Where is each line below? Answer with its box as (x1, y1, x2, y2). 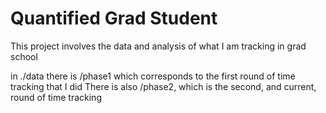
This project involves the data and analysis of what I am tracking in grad (10, 40, 307, 52)
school (10, 50, 38, 62)
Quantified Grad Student (10, 7, 218, 30)
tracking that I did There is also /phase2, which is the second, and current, (10, 80, 317, 92)
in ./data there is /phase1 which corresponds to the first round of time (10, 70, 296, 82)
